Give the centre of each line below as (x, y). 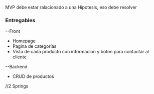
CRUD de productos (33, 76)
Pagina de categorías (34, 46)
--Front (13, 31)
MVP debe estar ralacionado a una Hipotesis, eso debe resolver (71, 7)
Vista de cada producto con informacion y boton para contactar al (81, 52)
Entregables (20, 20)
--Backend (16, 67)
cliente (19, 57)
